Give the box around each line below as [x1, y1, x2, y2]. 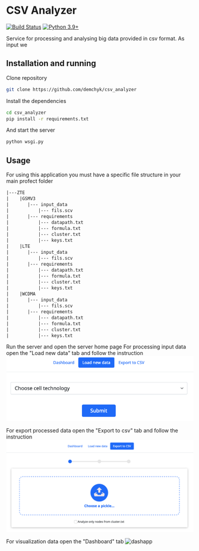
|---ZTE [6, 190, 26, 196]
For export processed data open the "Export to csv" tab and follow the [6, 427, 178, 434]
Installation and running [6, 58, 96, 69]
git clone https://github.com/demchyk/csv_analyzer [6, 86, 137, 92]
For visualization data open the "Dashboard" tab [6, 537, 124, 545]
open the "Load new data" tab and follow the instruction [6, 350, 144, 357]
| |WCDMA [6, 291, 36, 297]
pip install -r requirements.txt [6, 116, 89, 122]
